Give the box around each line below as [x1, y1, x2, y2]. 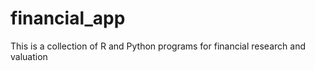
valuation [10, 50, 48, 62]
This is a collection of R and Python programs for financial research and [10, 40, 306, 52]
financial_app [10, 7, 126, 30]
